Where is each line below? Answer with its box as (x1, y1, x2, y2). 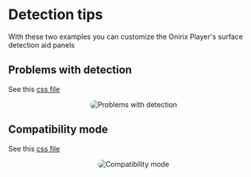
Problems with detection (8, 63, 133, 77)
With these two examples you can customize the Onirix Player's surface (8, 32, 244, 41)
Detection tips (8, 6, 103, 24)
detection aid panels (8, 40, 75, 49)
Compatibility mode (8, 123, 109, 137)
